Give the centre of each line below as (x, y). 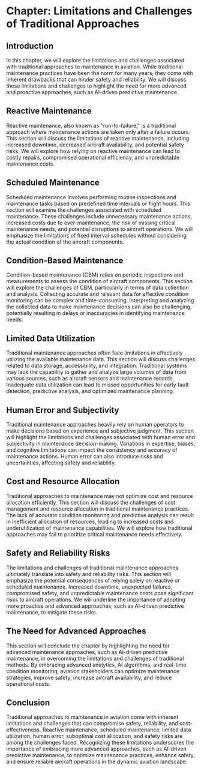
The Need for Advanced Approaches (76, 631)
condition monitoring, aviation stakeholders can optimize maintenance (93, 671)
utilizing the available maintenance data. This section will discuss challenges (101, 359)
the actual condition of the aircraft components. (65, 242)
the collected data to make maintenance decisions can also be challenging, (99, 307)
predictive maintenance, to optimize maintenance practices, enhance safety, (100, 755)
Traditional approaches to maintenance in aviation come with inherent (92, 717)
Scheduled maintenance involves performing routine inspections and (91, 197)
